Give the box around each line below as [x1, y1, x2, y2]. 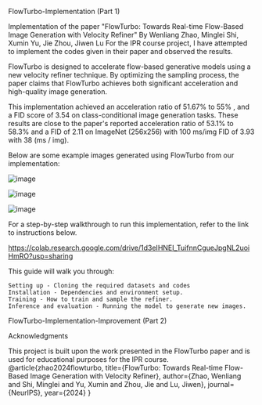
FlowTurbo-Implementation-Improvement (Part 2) [8, 316, 167, 325]
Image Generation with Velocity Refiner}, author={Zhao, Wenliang [30, 371, 242, 381]
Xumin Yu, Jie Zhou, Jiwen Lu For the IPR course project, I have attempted [8, 38, 248, 48]
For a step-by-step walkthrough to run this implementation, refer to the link [8, 219, 249, 229]
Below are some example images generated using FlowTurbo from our [8, 150, 235, 160]
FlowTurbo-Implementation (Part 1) [8, 7, 120, 16]
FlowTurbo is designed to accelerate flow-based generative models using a [8, 62, 252, 71]
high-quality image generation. [8, 87, 108, 96]
